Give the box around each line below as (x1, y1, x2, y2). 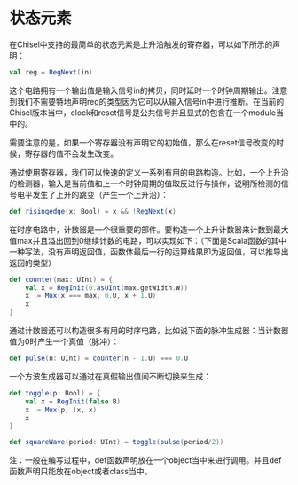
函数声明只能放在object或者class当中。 (9, 466, 153, 477)
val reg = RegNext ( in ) (9, 67, 93, 76)
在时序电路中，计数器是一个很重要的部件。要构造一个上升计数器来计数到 (9, 223, 273, 235)
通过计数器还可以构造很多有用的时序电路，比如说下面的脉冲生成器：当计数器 (9, 325, 289, 336)
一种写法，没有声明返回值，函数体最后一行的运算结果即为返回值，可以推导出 (9, 246, 289, 257)
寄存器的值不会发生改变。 (24, 148, 118, 159)
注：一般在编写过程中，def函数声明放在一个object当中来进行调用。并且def (9, 455, 282, 465)
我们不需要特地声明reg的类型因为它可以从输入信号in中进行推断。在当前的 (16, 96, 285, 106)
